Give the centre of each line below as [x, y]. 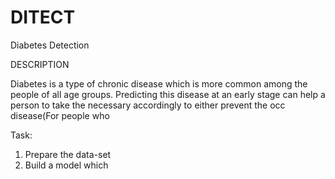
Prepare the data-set [68, 154]
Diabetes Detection [50, 45]
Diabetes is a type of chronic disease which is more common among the [159, 83]
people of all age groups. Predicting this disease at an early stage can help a [168, 94]
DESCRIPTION [40, 64]
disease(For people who [60, 115]
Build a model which [66, 165]
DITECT [43, 17]
